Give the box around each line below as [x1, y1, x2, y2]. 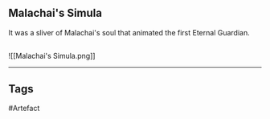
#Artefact [8, 104, 40, 113]
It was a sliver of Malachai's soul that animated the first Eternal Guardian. [8, 27, 251, 37]
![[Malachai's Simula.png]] [8, 51, 96, 61]
